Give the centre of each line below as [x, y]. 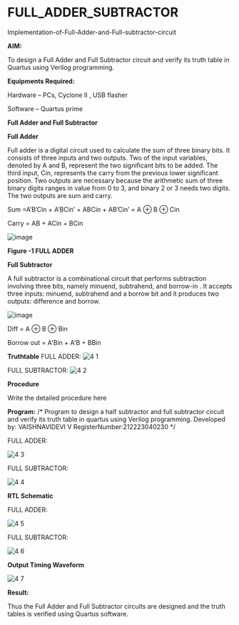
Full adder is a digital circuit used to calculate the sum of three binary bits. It [119, 150]
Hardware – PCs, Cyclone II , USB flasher [68, 95]
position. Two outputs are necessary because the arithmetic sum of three [115, 180]
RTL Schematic [30, 495]
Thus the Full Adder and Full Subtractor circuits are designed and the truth [117, 606]
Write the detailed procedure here [57, 398]
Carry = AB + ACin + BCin [45, 223]
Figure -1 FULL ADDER [41, 251]
